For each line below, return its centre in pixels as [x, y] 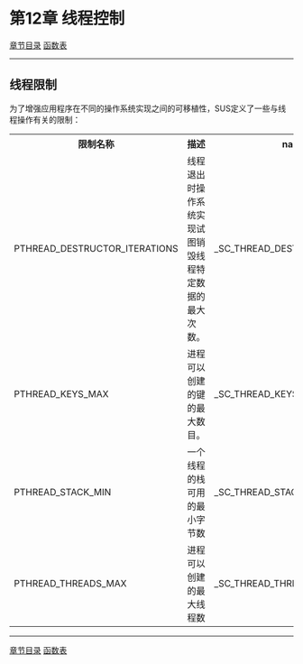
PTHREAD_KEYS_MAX [61, 393]
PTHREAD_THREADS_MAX [70, 583]
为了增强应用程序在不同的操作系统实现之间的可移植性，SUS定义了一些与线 [148, 108]
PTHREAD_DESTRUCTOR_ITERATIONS [96, 248]
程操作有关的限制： [45, 119]
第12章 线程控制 [67, 18]
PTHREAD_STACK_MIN [63, 492]
